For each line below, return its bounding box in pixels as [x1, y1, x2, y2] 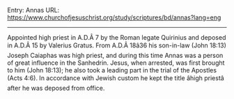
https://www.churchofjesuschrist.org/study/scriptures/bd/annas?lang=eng [7, 13, 221, 22]
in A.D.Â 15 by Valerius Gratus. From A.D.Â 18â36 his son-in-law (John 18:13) [7, 41, 226, 49]
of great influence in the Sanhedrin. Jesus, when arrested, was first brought [7, 59, 225, 67]
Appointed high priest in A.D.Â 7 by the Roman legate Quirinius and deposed [7, 33, 226, 41]
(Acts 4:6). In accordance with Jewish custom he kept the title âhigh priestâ [7, 74, 224, 82]
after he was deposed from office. [7, 84, 105, 92]
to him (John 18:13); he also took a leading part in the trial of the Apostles [7, 66, 217, 74]
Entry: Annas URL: [7, 6, 60, 14]
